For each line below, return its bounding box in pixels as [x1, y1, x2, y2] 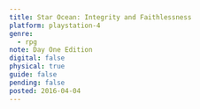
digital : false [9, 54, 65, 62]
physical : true [9, 62, 65, 71]
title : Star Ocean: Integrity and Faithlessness [9, 12, 192, 22]
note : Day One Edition [9, 46, 93, 54]
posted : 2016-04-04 [9, 86, 81, 95]
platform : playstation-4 [9, 21, 101, 30]
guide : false [9, 70, 58, 79]
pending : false [9, 78, 65, 87]
